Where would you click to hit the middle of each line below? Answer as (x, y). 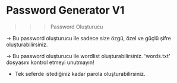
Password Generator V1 (65, 10)
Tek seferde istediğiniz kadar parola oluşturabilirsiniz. (80, 74)
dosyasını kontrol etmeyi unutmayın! (50, 62)
